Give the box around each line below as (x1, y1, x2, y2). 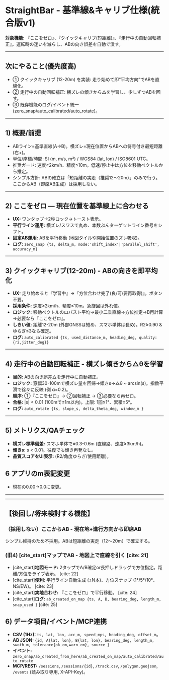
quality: (139, 335, 157, 341)
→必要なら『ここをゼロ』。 (12, 315, 68, 321)
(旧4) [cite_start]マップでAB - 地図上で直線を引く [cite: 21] (5, 552, 148, 559)
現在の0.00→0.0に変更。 (12, 484, 64, 490)
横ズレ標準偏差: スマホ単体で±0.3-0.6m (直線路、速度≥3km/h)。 (12, 440, 146, 446)
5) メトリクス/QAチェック (5, 426, 86, 435)
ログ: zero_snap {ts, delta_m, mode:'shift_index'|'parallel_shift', (12, 241, 159, 247)
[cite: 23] (34, 583, 54, 589)
